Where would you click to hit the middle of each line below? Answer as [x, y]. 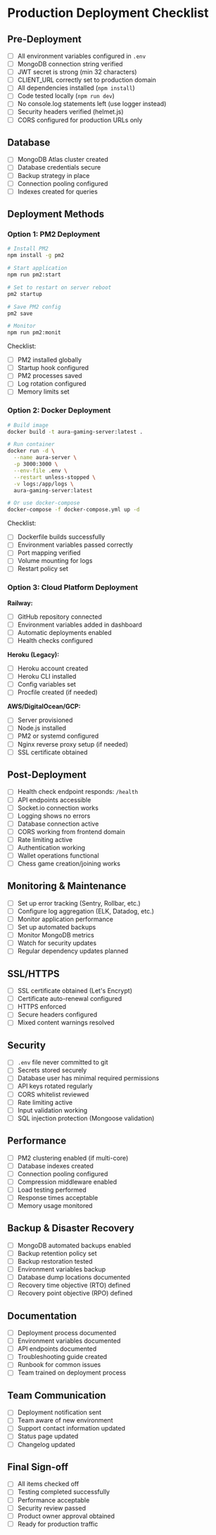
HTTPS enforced [42, 1007]
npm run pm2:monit [34, 333]
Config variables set [46, 684]
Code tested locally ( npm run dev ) [66, 96]
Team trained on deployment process [72, 1373]
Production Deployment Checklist [108, 13]
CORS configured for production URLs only [80, 120]
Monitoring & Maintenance [67, 886]
